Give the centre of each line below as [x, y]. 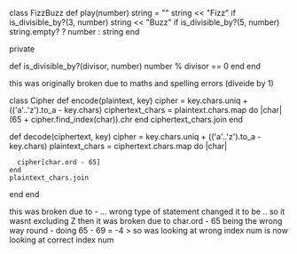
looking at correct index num [62, 240]
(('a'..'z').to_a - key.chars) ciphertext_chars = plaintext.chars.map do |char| [145, 110]
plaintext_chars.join [49, 178]
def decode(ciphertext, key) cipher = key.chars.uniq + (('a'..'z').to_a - [135, 136]
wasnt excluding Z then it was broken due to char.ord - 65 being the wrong [146, 221]
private [22, 49]
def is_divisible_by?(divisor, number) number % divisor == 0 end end [135, 66]
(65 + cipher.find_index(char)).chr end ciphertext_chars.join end [126, 119]
